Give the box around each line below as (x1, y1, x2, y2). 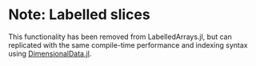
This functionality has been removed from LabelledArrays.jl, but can (8, 32, 232, 41)
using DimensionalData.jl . (8, 49, 92, 58)
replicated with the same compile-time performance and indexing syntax (8, 40, 248, 49)
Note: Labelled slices (8, 6, 150, 24)
